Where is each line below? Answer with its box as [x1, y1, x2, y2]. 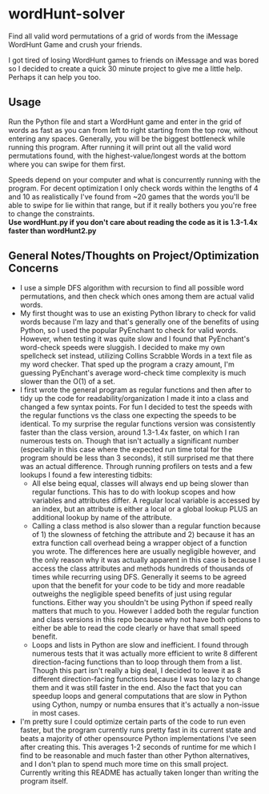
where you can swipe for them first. [8, 159, 126, 169]
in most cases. [31, 708, 80, 717]
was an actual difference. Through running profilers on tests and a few [19, 461, 253, 471]
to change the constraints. [8, 209, 95, 219]
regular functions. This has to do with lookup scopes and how [31, 487, 236, 496]
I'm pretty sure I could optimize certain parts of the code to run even [19, 716, 246, 726]
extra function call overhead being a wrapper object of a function [31, 538, 247, 547]
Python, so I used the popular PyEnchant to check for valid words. [19, 325, 239, 335]
